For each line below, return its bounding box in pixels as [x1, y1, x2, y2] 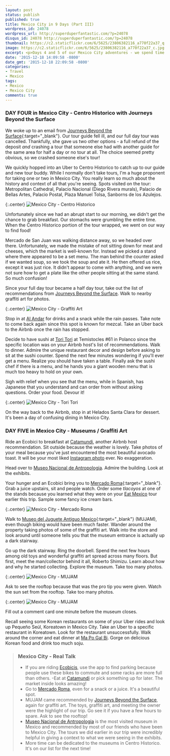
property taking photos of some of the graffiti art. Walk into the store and [5, 526, 157, 533]
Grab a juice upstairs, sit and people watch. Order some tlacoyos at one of [5, 485, 161, 491]
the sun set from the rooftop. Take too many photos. [5, 589, 114, 595]
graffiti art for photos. [5, 296, 50, 302]
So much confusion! [5, 275, 47, 281]
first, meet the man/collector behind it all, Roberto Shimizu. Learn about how [5, 558, 165, 564]
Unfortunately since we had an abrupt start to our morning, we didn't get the [5, 211, 165, 217]
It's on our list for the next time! [25, 745, 91, 751]
